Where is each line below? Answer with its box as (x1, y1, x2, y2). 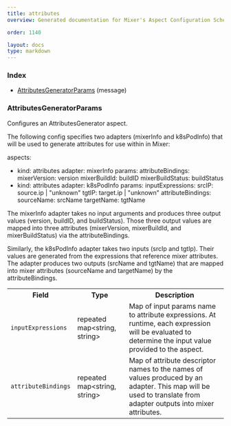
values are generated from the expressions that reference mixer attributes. (7, 252, 219, 260)
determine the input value (129, 336, 212, 345)
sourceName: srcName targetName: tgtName (16, 196, 146, 204)
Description (155, 290, 195, 300)
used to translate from (129, 390, 201, 400)
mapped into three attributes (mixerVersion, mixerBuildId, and (7, 223, 181, 232)
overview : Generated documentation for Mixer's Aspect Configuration (7, 17, 211, 23)
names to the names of (129, 364, 203, 374)
